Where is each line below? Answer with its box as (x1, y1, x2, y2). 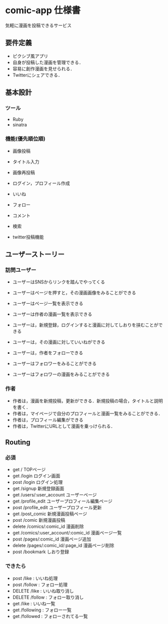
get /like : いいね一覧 (12, 600, 55, 606)
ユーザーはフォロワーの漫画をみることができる (12, 371, 110, 378)
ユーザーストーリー (5, 250, 65, 259)
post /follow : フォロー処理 (12, 581, 68, 588)
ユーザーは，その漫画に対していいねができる (12, 339, 105, 345)
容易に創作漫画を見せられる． (12, 65, 75, 71)
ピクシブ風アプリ (12, 53, 48, 59)
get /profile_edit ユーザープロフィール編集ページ (12, 498, 113, 504)
